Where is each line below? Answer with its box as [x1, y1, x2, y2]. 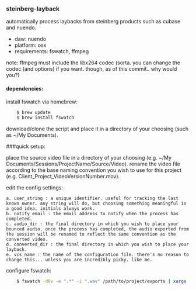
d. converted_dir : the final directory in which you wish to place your [6, 241, 190, 247]
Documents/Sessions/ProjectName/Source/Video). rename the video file [6, 160, 181, 168]
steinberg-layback [6, 5, 60, 13]
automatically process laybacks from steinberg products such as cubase [6, 18, 181, 25]
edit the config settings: [6, 184, 63, 191]
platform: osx [14, 42, 47, 49]
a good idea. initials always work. [6, 206, 95, 212]
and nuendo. [6, 24, 37, 31]
